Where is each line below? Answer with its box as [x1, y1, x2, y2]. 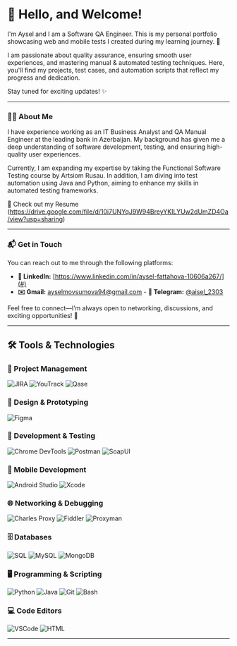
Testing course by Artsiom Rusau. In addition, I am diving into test [7, 171, 198, 180]
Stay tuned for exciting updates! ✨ [7, 87, 107, 95]
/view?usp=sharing [7, 215, 63, 224]
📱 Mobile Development [7, 465, 87, 475]
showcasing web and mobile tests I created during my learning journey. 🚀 [7, 37, 221, 45]
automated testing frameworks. [7, 186, 99, 195]
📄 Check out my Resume [7, 200, 79, 209]
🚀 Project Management [7, 363, 87, 373]
